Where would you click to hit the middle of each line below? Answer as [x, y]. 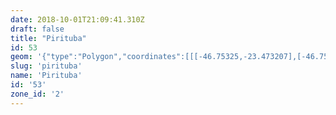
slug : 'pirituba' [46, 66]
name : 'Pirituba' [46, 76]
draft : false [37, 29]
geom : [21, 57]
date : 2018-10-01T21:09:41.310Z [77, 19]
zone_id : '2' [37, 94]
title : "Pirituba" [48, 38]
